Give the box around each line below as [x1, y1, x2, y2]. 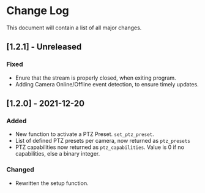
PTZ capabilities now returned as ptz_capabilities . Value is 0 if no [15, 143, 185, 151]
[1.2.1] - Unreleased [6, 42, 82, 52]
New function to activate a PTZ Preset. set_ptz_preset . [15, 131, 154, 138]
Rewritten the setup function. [15, 179, 89, 187]
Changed [6, 165, 35, 174]
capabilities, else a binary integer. [15, 150, 100, 157]
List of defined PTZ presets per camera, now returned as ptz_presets [15, 137, 191, 145]
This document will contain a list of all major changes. [6, 24, 142, 31]
